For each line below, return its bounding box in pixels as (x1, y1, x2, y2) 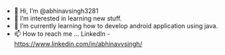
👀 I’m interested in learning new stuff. (13, 14, 122, 23)
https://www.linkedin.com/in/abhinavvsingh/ (13, 39, 143, 48)
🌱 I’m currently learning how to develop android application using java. (13, 22, 218, 30)
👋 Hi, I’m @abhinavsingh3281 (13, 7, 98, 15)
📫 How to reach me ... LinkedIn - (13, 30, 110, 38)
